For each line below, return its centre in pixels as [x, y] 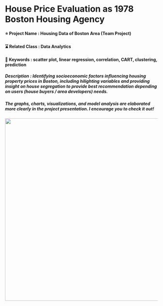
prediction [16, 65]
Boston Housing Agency [55, 19]
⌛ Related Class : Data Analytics [38, 47]
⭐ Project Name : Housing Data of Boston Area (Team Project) [68, 33]
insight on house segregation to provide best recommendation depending [81, 86]
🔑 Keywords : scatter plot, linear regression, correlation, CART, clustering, [81, 59]
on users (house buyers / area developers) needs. [57, 91]
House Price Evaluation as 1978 [70, 9]
